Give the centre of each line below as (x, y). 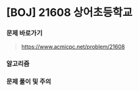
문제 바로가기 (24, 33)
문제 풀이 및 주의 (29, 82)
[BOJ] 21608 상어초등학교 (69, 13)
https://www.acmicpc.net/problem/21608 (73, 47)
